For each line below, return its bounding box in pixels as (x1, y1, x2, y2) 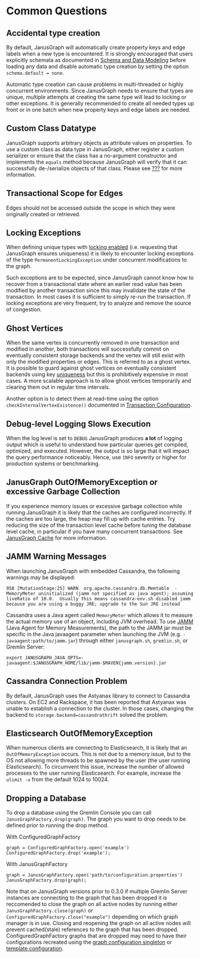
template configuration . (6, 945, 64, 952)
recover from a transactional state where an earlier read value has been (6, 281, 183, 288)
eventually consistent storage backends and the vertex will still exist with (6, 352, 185, 359)
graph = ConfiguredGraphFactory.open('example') (6, 845, 130, 851)
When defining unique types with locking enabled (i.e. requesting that (6, 244, 178, 251)
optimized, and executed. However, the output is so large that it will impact (6, 447, 190, 455)
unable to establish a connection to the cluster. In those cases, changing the (6, 705, 194, 712)
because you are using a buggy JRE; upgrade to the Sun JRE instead (6, 601, 180, 607)
